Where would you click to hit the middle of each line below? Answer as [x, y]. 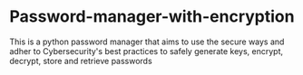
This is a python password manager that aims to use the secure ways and [147, 42]
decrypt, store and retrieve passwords [81, 61]
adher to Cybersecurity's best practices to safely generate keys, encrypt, [147, 51]
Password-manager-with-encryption [152, 17]
